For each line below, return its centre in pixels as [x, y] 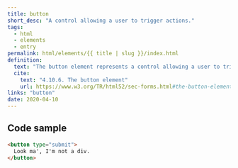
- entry [25, 47]
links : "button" [31, 93]
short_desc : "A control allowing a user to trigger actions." [101, 21]
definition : [25, 60]
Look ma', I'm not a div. [52, 151]
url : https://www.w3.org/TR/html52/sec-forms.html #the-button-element [126, 86]
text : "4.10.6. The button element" [74, 80]
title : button [28, 14]
